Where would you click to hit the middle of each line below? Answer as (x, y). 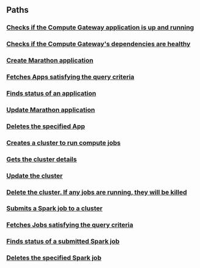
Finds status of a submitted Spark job (63, 242)
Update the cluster (35, 175)
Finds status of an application (51, 93)
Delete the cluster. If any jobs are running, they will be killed (97, 192)
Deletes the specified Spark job (54, 258)
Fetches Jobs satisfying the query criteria (70, 225)
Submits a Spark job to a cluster (54, 209)
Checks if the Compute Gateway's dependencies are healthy (98, 44)
